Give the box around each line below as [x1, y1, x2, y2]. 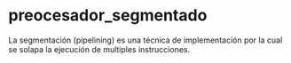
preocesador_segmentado [8, 5, 208, 26]
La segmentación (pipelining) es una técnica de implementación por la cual [8, 35, 283, 45]
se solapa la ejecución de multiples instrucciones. [8, 43, 191, 54]
